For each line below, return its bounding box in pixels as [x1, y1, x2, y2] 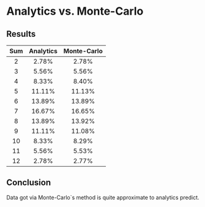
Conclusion [6, 178, 51, 188]
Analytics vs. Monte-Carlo [6, 4, 144, 18]
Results [6, 29, 36, 39]
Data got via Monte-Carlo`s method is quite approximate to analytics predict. [6, 194, 199, 201]
